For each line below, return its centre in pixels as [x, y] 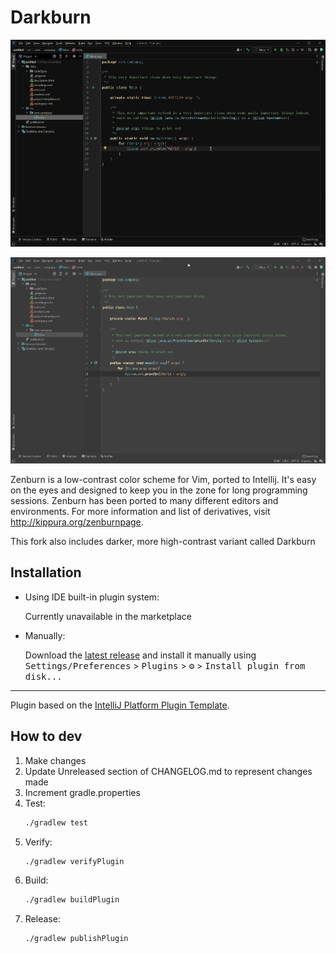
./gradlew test [56, 822]
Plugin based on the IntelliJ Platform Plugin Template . [120, 705]
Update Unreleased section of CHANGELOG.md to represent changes [168, 771]
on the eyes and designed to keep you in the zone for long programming [159, 490]
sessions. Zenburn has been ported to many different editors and [144, 501]
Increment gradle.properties [82, 792]
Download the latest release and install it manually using [140, 655]
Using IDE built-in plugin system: [92, 597]
